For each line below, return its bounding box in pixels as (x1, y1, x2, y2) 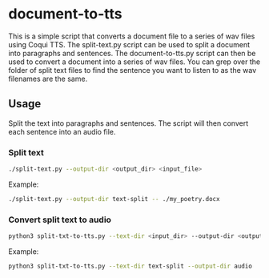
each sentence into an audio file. (8, 127, 116, 136)
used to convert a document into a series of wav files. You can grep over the (8, 57, 261, 66)
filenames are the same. (8, 74, 88, 83)
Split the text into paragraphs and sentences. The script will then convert (8, 118, 249, 128)
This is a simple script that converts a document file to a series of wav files (8, 31, 255, 41)
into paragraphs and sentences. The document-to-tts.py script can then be (8, 48, 256, 58)
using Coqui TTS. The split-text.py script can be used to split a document (8, 39, 251, 49)
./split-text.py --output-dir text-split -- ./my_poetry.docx (8, 195, 220, 203)
